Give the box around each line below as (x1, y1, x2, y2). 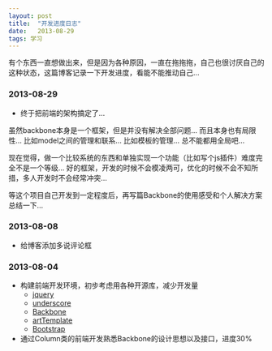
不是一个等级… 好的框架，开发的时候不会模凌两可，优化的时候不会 (15, 163, 238, 173)
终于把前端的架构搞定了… (19, 108, 106, 118)
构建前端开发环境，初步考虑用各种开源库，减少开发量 (19, 280, 199, 290)
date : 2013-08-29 (8, 27, 75, 35)
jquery (32, 289, 54, 300)
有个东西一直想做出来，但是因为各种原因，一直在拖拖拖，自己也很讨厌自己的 (8, 58, 265, 67)
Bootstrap (32, 324, 66, 334)
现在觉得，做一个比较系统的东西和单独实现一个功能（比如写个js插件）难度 (8, 152, 256, 162)
